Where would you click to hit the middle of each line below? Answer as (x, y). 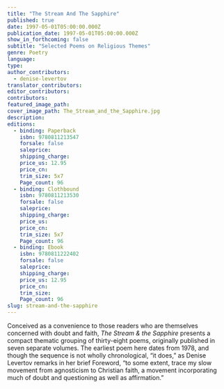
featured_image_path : (39, 105)
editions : (22, 124)
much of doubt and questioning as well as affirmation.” (86, 377)
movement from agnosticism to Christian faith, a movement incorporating (112, 370)
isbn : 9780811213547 (49, 137)
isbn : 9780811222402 (49, 254)
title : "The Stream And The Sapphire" (63, 14)
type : (15, 66)
